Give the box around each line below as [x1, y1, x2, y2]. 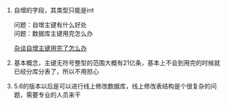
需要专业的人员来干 [26, 90, 81, 99]
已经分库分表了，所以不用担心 [13, 68, 99, 75]
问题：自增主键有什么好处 [13, 21, 87, 29]
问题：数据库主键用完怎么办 [13, 30, 93, 37]
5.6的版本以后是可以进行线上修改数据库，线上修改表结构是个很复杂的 [13, 82, 211, 90]
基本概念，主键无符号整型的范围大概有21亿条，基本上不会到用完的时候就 [13, 59, 221, 67]
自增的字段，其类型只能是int [13, 6, 95, 14]
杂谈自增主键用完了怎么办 [13, 44, 87, 52]
